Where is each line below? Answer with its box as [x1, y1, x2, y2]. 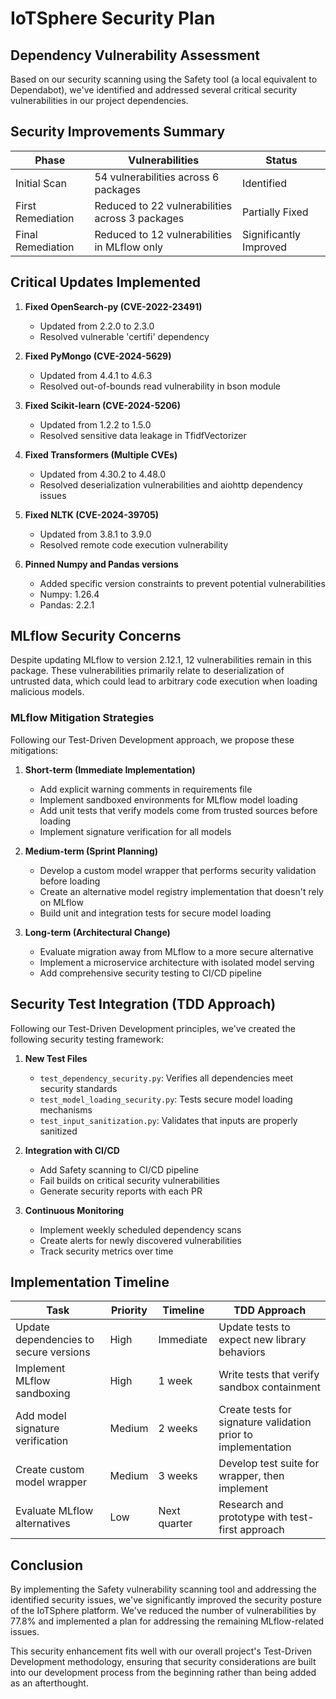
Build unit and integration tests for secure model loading [39, 907, 272, 919]
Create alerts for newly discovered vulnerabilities [39, 1234, 242, 1246]
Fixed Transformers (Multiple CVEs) [24, 448, 178, 461]
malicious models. [10, 686, 85, 698]
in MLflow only [94, 240, 164, 254]
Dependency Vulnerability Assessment [10, 47, 260, 64]
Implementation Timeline [10, 1273, 170, 1291]
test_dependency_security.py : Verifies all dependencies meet [39, 1072, 294, 1084]
